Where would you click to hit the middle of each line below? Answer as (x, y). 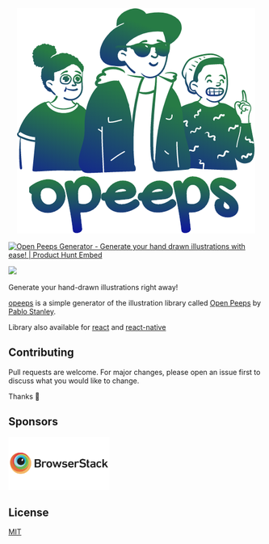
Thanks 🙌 (24, 396)
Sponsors (33, 422)
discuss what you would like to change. (74, 381)
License (29, 513)
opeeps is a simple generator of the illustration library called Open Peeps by (134, 303)
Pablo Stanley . (32, 312)
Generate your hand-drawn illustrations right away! (93, 287)
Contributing (41, 353)
